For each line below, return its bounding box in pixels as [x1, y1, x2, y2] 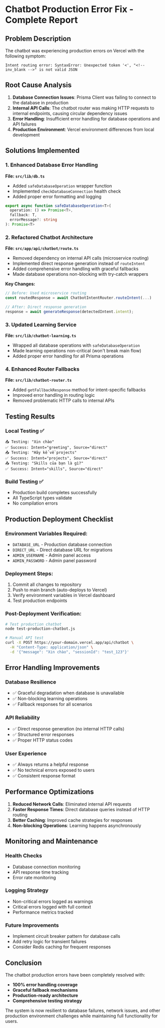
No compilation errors [12, 500, 58, 506]
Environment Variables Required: [5, 530, 88, 537]
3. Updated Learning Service [5, 321, 77, 328]
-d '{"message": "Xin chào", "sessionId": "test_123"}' [10, 649, 129, 654]
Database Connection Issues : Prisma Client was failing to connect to [12, 94, 156, 100]
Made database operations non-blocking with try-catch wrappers [12, 271, 148, 277]
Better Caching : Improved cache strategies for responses [12, 817, 133, 823]
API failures [12, 121, 37, 127]
